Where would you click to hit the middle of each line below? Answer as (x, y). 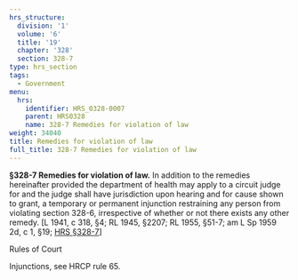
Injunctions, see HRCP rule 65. (65, 266)
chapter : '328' (45, 51)
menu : (19, 92)
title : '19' (40, 42)
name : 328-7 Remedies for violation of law (107, 125)
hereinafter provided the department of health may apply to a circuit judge (145, 184)
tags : (19, 76)
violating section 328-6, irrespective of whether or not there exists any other (149, 212)
